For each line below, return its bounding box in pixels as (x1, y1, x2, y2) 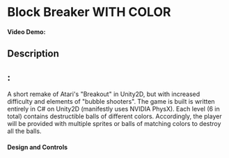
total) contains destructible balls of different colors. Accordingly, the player (7, 112, 222, 120)
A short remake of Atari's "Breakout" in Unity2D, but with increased (7, 90, 200, 98)
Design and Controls (7, 143, 68, 151)
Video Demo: (7, 27, 46, 35)
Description (7, 48, 59, 60)
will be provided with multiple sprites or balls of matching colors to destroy (7, 119, 221, 127)
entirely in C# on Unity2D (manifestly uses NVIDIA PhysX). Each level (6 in (7, 104, 221, 113)
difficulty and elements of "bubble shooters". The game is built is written (7, 97, 215, 105)
